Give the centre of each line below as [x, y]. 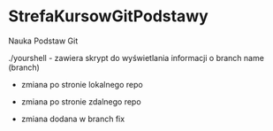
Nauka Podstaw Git [43, 41]
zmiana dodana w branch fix [73, 119]
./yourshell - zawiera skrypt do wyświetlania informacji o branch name [136, 58]
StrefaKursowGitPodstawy [108, 16]
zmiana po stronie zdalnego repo [81, 101]
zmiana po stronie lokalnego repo [82, 84]
